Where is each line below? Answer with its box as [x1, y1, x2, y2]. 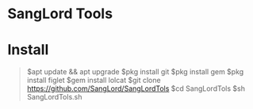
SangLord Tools [7, 5, 113, 23]
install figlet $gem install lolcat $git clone [26, 76, 161, 85]
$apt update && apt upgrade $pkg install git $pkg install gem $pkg [26, 67, 244, 77]
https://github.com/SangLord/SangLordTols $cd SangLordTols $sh [26, 84, 245, 93]
